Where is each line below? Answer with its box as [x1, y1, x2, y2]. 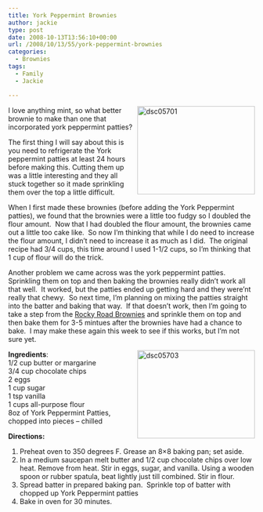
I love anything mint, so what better [8, 105, 122, 114]
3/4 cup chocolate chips [8, 366, 87, 376]
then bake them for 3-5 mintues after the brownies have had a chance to [8, 318, 243, 327]
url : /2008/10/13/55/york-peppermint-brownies [8, 41, 163, 49]
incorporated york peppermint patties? [8, 122, 133, 132]
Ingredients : [8, 350, 49, 359]
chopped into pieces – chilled [8, 416, 103, 426]
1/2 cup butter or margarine [8, 358, 96, 367]
